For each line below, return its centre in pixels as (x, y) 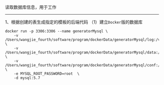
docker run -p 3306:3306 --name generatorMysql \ (57, 31)
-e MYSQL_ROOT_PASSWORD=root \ (47, 74)
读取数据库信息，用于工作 (31, 7)
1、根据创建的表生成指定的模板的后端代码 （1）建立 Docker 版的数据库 (74, 22)
